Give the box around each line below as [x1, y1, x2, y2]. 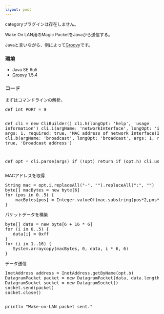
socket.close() [5, 290, 41, 295]
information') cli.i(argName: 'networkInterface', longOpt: [5, 126, 152, 131]
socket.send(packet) [5, 285, 55, 291]
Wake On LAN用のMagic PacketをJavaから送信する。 [5, 31, 113, 37]
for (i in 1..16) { [5, 241, 52, 247]
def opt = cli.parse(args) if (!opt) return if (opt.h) [5, 159, 142, 164]
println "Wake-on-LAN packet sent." [5, 304, 93, 310]
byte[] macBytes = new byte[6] [5, 188, 80, 193]
